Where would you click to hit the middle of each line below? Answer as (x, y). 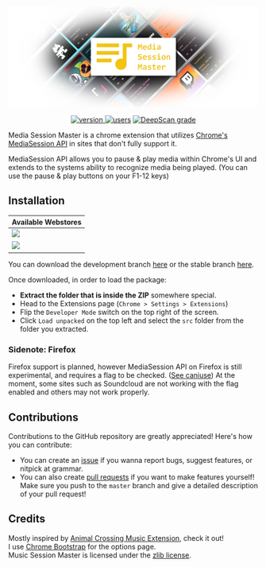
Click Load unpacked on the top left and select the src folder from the (132, 320)
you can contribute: (40, 445)
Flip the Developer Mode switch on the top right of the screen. (119, 312)
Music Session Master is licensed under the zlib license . (100, 555)
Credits (27, 519)
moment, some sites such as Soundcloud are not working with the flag (123, 384)
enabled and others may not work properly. (79, 392)
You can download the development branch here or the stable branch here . (131, 264)
